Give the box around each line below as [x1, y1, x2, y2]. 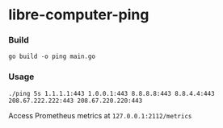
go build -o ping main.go [8, 52, 95, 61]
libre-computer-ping [8, 6, 149, 24]
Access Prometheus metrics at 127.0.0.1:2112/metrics [8, 110, 192, 120]
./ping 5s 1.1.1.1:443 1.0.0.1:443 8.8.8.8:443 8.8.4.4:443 [8, 89, 216, 97]
